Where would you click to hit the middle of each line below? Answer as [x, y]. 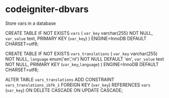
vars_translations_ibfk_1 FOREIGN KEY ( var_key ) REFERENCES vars [78, 85]
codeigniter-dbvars [47, 9]
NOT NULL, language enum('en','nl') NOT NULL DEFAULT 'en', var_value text [85, 59]
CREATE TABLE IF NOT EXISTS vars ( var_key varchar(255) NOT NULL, [79, 33]
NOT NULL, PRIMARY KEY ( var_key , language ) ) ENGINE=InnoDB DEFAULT [82, 64]
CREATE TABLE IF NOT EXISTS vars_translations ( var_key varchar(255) [81, 54]
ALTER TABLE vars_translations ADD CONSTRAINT [60, 79]
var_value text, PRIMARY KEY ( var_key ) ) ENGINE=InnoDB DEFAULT [76, 38]
